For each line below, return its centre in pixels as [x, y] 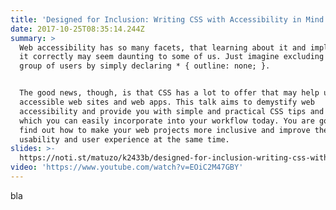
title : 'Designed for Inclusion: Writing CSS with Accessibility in [156, 19]
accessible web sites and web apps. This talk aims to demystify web [167, 102]
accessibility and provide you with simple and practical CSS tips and [172, 111]
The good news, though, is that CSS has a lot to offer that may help [169, 93]
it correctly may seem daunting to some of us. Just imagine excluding [172, 57]
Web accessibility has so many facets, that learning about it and [163, 47]
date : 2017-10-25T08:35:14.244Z [77, 29]
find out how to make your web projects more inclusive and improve [165, 130]
